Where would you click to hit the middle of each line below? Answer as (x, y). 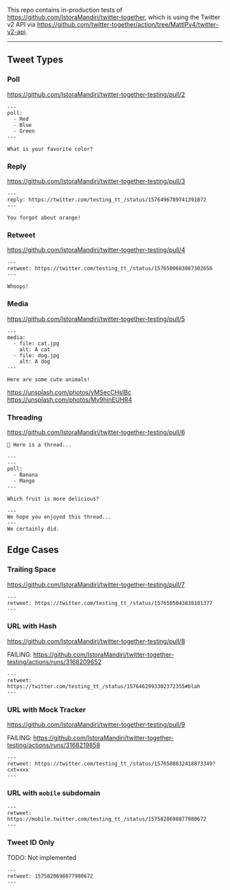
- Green (24, 131)
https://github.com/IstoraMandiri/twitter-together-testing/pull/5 (96, 319)
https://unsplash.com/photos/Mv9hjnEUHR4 (69, 399)
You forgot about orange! (44, 218)
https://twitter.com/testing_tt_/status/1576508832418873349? (125, 764)
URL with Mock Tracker (47, 709)
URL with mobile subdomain (54, 793)
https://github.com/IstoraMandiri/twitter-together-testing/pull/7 (96, 584)
